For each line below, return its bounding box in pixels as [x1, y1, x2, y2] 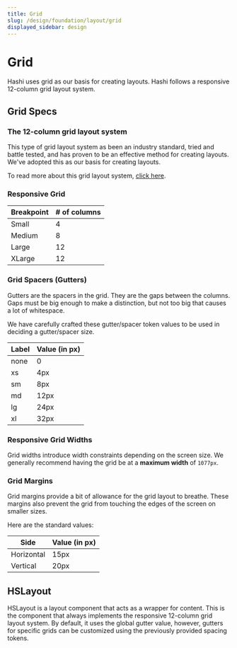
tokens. [7, 634, 30, 642]
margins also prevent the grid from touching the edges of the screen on [7, 499, 216, 508]
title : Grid [7, 10, 42, 18]
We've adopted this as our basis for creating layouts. [7, 158, 161, 166]
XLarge [11, 254, 35, 264]
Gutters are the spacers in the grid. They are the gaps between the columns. [7, 291, 231, 299]
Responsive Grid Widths [7, 434, 93, 444]
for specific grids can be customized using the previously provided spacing [7, 627, 228, 635]
